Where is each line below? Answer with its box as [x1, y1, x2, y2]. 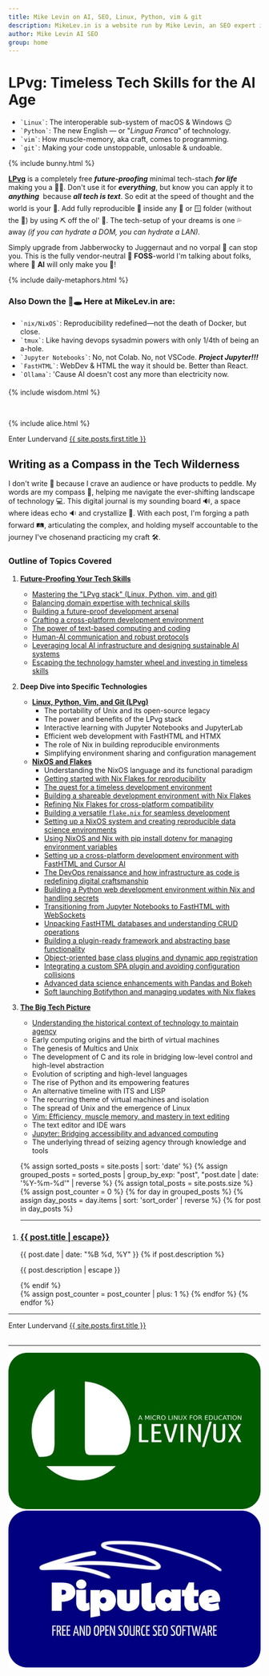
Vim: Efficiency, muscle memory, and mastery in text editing [31, 1111, 230, 1121]
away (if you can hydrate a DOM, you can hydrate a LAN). [8, 227, 200, 237]
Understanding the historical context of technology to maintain [31, 1018, 239, 1027]
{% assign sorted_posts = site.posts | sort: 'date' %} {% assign [19, 1161, 228, 1171]
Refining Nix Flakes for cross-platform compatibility [43, 799, 214, 809]
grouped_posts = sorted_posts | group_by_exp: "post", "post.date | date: [19, 1169, 259, 1179]
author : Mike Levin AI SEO [8, 30, 98, 38]
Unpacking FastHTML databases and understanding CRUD [43, 918, 239, 928]
